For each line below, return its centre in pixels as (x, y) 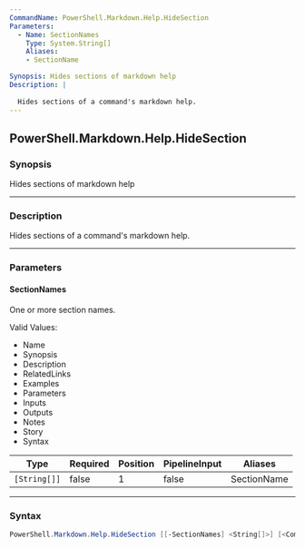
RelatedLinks (46, 374)
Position (136, 464)
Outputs (38, 412)
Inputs (34, 402)
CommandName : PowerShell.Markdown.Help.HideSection (109, 18)
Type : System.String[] (69, 43)
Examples (41, 383)
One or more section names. (63, 309)
